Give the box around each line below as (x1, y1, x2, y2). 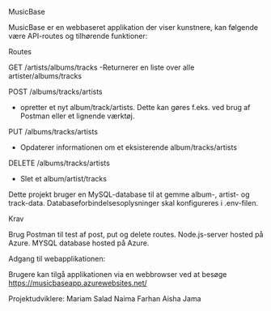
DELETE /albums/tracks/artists (8, 158, 111, 168)
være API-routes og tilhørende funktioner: (8, 32, 148, 40)
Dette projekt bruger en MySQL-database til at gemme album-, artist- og (8, 190, 250, 199)
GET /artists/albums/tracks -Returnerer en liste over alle (8, 62, 195, 72)
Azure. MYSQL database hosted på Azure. (8, 238, 150, 248)
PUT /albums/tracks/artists (8, 127, 99, 136)
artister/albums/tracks (8, 71, 83, 80)
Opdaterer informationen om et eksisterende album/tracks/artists (19, 143, 237, 152)
